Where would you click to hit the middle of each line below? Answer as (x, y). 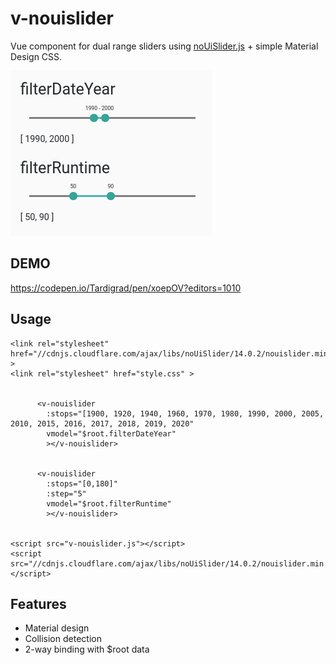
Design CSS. (36, 56)
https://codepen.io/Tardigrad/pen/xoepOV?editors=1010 (126, 288)
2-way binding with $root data (87, 649)
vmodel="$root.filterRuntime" (109, 503)
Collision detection (63, 639)
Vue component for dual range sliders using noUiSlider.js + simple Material (164, 46)
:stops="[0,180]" (82, 483)
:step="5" (66, 493)
